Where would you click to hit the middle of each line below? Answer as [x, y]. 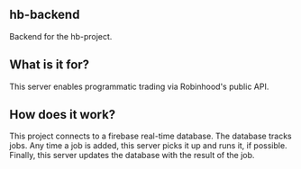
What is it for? [50, 65]
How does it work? [63, 115]
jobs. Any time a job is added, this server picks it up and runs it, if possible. [148, 146]
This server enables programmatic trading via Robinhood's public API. [139, 86]
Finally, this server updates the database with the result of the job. [132, 156]
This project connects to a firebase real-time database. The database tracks [150, 136]
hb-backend [45, 15]
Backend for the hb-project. [61, 36]
